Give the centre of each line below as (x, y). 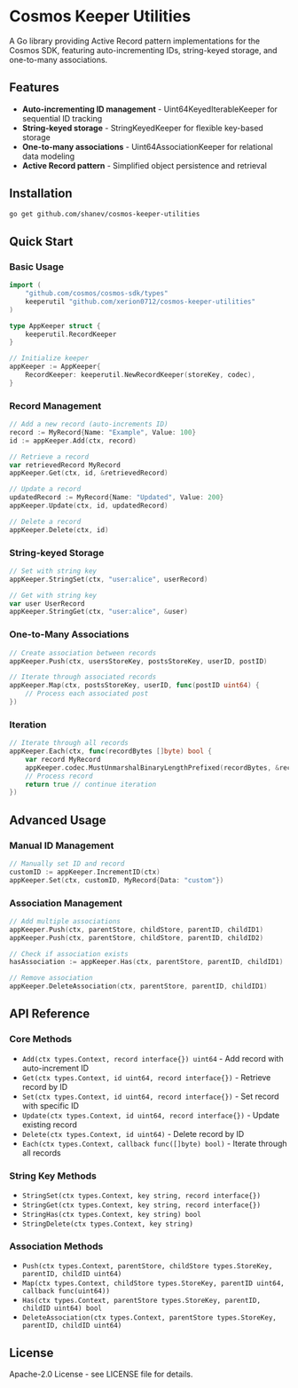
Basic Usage (37, 266)
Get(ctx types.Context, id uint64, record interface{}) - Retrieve (146, 1077)
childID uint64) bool (62, 1309)
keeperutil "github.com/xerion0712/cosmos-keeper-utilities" (140, 302)
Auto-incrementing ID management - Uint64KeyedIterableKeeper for (149, 109)
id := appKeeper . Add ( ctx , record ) (73, 441)
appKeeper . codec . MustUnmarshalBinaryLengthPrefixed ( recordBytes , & (152, 768)
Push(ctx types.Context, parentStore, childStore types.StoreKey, (147, 1266)
